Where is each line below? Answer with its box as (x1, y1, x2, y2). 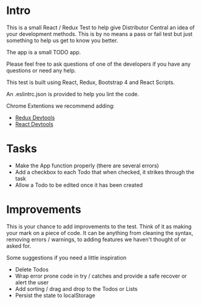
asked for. (6, 242, 32, 250)
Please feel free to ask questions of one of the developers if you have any (6, 60, 191, 68)
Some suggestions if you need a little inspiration (6, 254, 126, 261)
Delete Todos (15, 265, 49, 273)
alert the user (15, 278, 49, 286)
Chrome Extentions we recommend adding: (6, 102, 115, 110)
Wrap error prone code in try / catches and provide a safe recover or (15, 272, 187, 279)
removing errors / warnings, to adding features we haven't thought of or (6, 236, 186, 243)
